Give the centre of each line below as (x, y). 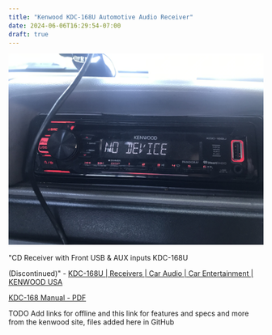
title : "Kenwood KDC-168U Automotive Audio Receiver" (101, 17)
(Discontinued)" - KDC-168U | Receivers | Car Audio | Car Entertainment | (131, 274)
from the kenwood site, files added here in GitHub (91, 322)
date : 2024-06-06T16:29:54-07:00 (65, 25)
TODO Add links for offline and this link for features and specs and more (129, 314)
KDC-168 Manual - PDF (47, 298)
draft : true (28, 34)
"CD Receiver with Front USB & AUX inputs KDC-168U (98, 258)
